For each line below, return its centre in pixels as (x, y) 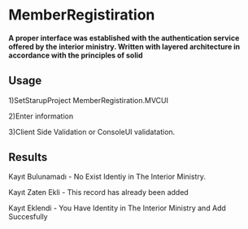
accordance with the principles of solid (76, 55)
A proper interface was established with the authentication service (124, 37)
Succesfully (28, 217)
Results (28, 157)
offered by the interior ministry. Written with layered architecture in (124, 46)
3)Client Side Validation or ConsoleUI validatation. (92, 132)
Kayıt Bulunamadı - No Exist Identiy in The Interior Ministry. (107, 177)
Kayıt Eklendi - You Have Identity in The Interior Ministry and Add (117, 208)
